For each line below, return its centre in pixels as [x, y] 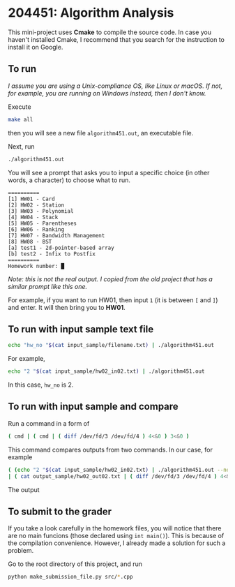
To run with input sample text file [81, 329]
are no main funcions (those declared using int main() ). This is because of [116, 536]
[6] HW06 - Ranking [36, 229]
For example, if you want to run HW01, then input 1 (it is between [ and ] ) [113, 300]
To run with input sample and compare [93, 407]
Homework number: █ [36, 266]
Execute [20, 107]
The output [24, 489]
